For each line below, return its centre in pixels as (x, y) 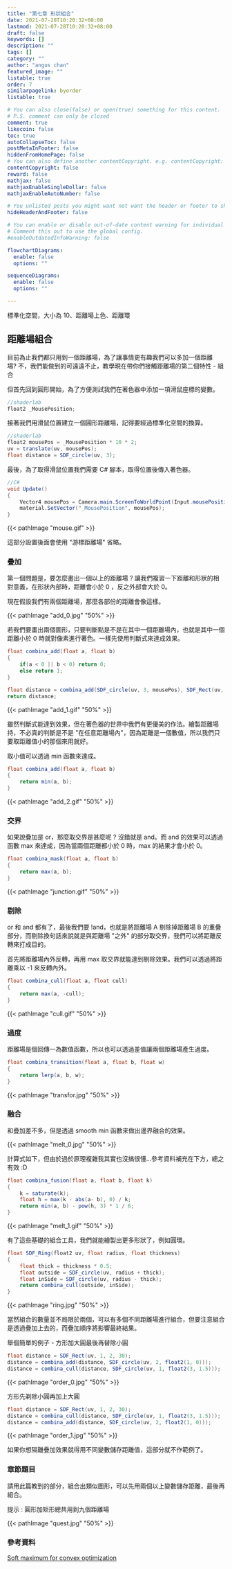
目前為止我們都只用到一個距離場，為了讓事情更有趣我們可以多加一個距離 (110, 357)
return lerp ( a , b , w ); (52, 1075)
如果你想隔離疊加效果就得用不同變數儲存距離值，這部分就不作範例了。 (107, 1450)
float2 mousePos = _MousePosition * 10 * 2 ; (72, 443)
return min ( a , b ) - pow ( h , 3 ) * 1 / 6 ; (77, 1206)
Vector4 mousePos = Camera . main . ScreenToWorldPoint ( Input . (106, 502)
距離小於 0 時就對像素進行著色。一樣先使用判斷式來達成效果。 (96, 639)
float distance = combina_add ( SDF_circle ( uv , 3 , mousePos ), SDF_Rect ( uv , (116, 690)
